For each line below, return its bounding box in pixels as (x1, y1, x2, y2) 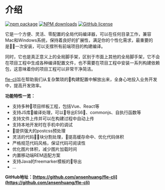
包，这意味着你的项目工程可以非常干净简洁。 (5, 66, 96, 71)
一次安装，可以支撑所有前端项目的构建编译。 (15, 43, 106, 49)
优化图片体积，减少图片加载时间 (12, 146, 77, 152)
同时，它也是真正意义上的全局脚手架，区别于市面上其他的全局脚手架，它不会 (5, 53, 160, 59)
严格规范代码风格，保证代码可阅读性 (12, 140, 86, 146)
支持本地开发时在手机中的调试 (12, 121, 73, 127)
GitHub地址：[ (5, 174, 34, 180)
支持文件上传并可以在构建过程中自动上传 (12, 116, 94, 121)
